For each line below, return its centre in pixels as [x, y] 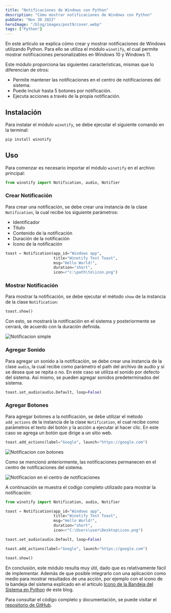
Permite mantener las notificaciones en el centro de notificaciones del [87, 80]
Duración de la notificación [41, 238]
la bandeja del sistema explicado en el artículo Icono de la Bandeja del [79, 584]
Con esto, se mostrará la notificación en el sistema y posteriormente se [80, 321]
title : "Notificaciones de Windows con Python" [57, 10]
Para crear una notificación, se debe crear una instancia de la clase [76, 207]
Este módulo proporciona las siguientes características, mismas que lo [80, 65]
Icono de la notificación [37, 244]
